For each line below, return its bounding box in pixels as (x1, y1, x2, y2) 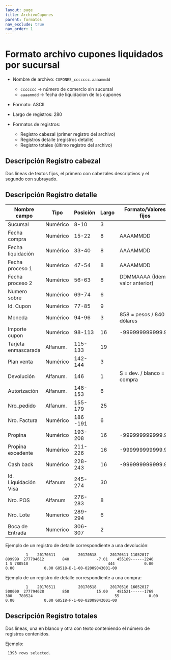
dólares (119, 317, 137, 324)
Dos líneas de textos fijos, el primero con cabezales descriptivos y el (5, 170, 149, 176)
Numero (8, 288, 27, 295)
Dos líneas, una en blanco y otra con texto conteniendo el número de (5, 625, 150, 631)
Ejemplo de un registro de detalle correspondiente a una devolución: (5, 542, 149, 548)
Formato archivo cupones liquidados (5, 49, 163, 60)
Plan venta (8, 358, 33, 365)
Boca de (8, 523, 28, 530)
